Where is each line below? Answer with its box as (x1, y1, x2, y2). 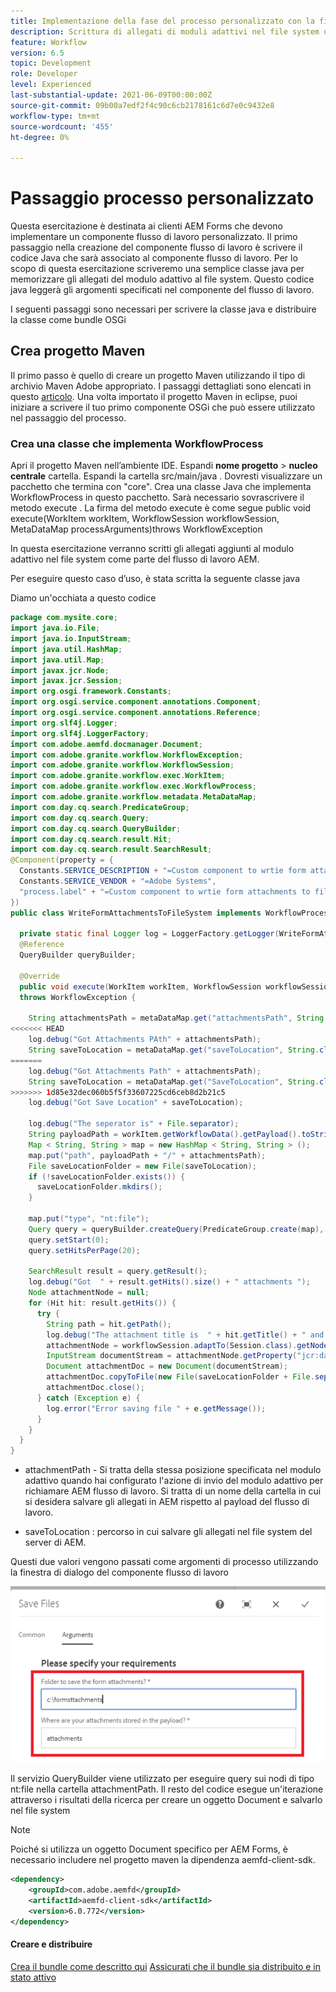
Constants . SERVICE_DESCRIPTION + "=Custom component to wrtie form (19, 866, 307, 876)
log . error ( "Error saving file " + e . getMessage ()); (46, 1403, 267, 1414)
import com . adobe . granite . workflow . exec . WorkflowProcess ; (10, 781, 257, 792)
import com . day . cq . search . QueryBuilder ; (10, 823, 182, 834)
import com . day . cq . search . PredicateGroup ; (10, 802, 190, 812)
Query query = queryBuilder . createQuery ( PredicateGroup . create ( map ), (28, 1224, 325, 1234)
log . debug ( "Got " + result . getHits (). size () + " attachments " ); (28, 1277, 311, 1287)
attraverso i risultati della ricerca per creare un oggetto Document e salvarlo (10, 1794, 323, 1806)
